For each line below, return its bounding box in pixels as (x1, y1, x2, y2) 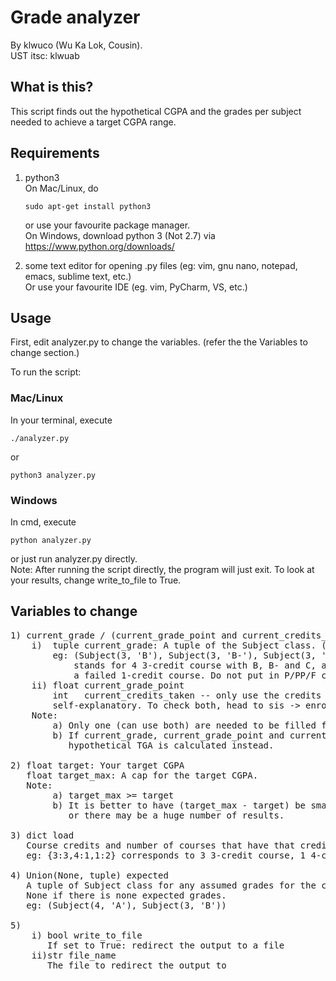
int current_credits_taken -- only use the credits (52, 689, 322, 701)
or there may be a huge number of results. (68, 809, 285, 821)
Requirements (10, 145, 100, 162)
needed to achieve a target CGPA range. (10, 116, 177, 128)
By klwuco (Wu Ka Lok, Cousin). (10, 39, 143, 51)
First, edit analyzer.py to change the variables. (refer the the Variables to (10, 336, 308, 348)
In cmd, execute (10, 516, 77, 528)
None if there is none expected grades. (26, 889, 227, 901)
